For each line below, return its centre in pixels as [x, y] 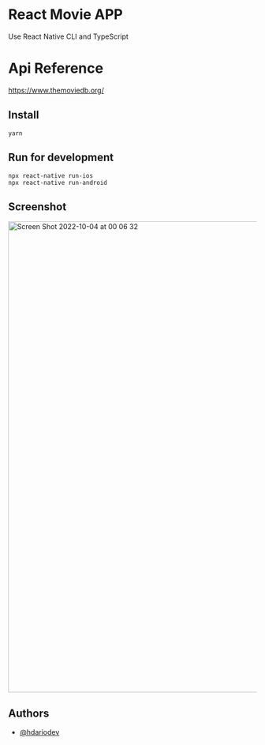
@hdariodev [39, 732]
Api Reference [56, 68]
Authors [29, 713]
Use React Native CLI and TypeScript [68, 36]
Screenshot [37, 207]
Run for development [61, 158]
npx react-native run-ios [50, 175]
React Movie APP [66, 15]
